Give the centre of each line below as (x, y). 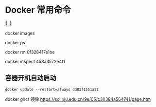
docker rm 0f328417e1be (30, 52)
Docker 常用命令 (38, 10)
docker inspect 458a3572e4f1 (35, 61)
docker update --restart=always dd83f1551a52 (52, 89)
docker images (20, 33)
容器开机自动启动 (31, 78)
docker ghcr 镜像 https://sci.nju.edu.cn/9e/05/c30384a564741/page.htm (78, 99)
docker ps (15, 42)
